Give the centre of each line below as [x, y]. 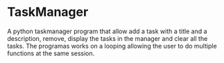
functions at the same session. [51, 53]
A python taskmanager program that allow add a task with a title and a [107, 31]
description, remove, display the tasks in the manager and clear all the [107, 38]
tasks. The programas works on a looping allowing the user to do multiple [112, 46]
